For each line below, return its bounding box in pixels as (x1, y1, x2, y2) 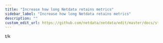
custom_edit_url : (5, 20, 40, 25)
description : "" (5, 16, 38, 21)
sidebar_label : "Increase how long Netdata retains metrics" (5, 11, 131, 16)
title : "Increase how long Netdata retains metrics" (5, 7, 114, 12)
